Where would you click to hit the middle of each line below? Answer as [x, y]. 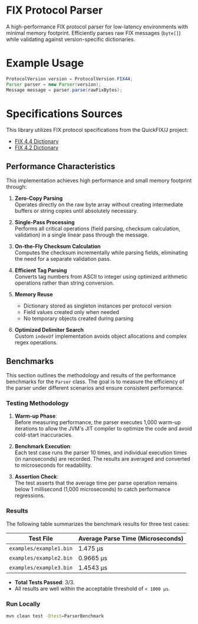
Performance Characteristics [61, 166]
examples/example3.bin [41, 568]
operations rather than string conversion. [64, 283]
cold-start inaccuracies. [44, 435]
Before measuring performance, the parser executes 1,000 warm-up [98, 422]
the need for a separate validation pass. [63, 259]
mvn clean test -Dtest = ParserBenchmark [55, 616]
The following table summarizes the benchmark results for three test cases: [98, 523]
